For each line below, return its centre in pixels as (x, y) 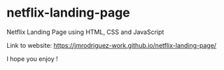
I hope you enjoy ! (33, 59)
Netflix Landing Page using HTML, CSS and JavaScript (85, 32)
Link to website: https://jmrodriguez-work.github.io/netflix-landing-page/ (112, 45)
